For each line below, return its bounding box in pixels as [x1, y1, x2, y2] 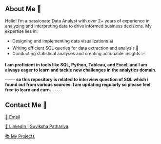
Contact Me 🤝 [5, 101, 47, 109]
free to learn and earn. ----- [5, 86, 62, 93]
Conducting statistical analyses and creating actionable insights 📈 [12, 50, 146, 56]
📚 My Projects [5, 133, 35, 139]
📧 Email [5, 114, 20, 120]
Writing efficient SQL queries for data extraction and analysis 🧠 [12, 45, 139, 51]
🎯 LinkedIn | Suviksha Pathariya [5, 123, 69, 129]
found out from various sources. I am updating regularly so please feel [5, 82, 151, 87]
